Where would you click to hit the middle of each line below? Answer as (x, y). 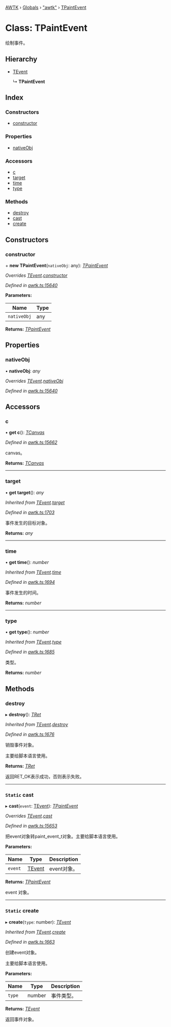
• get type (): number (27, 632)
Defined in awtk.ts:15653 (31, 826)
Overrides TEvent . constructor (36, 275)
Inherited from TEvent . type (34, 642)
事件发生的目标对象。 (27, 523)
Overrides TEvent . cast (29, 816)
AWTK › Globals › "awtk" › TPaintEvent (46, 7)
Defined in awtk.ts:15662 (31, 443)
